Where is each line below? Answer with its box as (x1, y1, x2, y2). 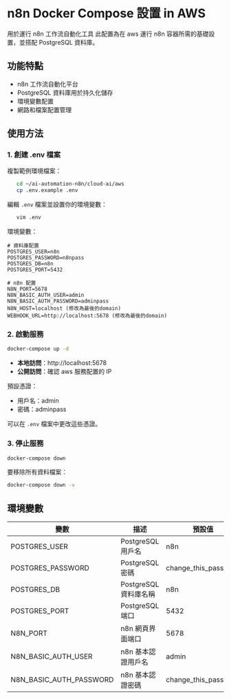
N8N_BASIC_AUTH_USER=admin (7, 292, 85, 299)
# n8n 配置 (7, 280, 36, 287)
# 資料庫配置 (7, 243, 39, 249)
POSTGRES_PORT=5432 (7, 267, 63, 274)
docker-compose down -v (7, 482, 76, 489)
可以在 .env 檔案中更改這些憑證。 (7, 420, 102, 428)
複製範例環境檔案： (7, 167, 62, 175)
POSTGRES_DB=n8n (7, 260, 54, 267)
